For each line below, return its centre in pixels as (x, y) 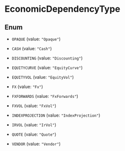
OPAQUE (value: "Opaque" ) (36, 39)
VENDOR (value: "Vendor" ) (36, 144)
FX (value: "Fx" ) (27, 87)
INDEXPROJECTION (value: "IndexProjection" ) (56, 115)
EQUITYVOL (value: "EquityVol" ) (43, 77)
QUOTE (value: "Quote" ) (34, 134)
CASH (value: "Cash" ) (32, 48)
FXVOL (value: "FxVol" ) (34, 106)
